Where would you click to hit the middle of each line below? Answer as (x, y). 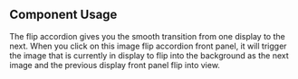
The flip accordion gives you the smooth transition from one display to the (147, 36)
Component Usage (63, 15)
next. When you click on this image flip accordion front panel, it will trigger (148, 46)
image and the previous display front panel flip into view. (115, 65)
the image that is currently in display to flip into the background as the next (149, 55)
